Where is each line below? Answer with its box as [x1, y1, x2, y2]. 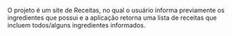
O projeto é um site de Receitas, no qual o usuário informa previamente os [7, 6, 225, 14]
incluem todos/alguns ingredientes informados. [7, 21, 146, 29]
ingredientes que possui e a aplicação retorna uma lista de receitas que [7, 13, 217, 22]
